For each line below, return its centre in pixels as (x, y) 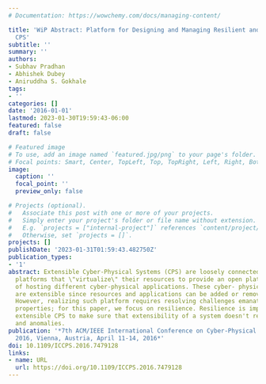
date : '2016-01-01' (40, 111)
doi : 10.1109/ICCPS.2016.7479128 (63, 345)
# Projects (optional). (47, 206)
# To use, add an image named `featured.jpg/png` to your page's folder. (133, 154)
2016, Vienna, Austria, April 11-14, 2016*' (90, 338)
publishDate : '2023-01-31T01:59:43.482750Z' (83, 250)
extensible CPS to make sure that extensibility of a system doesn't (132, 316)
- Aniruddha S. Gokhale (47, 81)
